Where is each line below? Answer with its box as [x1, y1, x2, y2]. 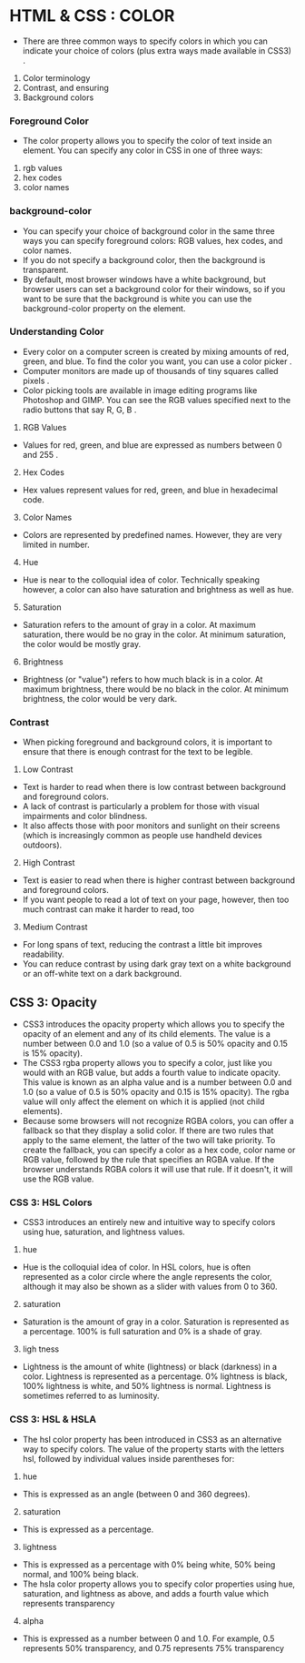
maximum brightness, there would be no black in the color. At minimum [22, 684, 289, 695]
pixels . [22, 375, 50, 386]
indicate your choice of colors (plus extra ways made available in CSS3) [22, 45, 292, 56]
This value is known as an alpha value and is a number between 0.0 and [22, 1076, 292, 1088]
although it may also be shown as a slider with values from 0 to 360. [22, 1281, 279, 1293]
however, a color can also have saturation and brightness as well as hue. [22, 583, 295, 594]
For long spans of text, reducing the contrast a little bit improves [22, 939, 263, 950]
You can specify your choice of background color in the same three [22, 225, 275, 237]
